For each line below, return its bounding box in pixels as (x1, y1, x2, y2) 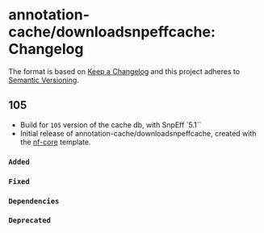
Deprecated (8, 216, 51, 225)
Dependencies (8, 196, 60, 206)
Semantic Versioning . (8, 75, 79, 85)
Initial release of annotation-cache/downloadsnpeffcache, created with (19, 128, 257, 138)
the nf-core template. (19, 137, 91, 147)
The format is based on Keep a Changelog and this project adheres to (8, 66, 241, 76)
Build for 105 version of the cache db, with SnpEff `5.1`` (19, 119, 202, 130)
